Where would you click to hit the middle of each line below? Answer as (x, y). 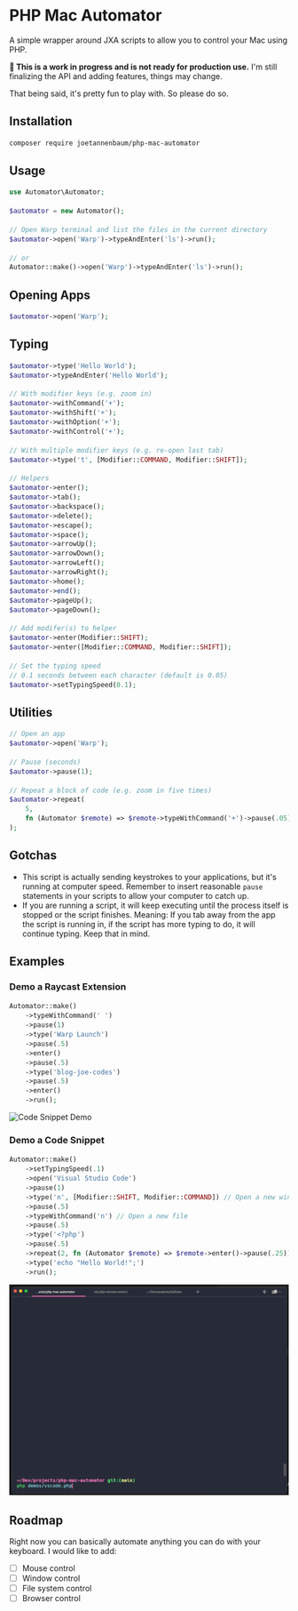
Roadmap (36, 1520)
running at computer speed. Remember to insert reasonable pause (142, 886)
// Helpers (29, 478)
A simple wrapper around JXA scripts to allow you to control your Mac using (149, 40)
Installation (41, 121)
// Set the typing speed (55, 666)
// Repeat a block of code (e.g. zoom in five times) (111, 790)
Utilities (31, 712)
